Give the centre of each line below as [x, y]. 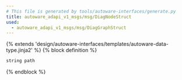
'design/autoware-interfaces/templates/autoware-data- [102, 44]
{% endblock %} [26, 72]
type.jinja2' [20, 50]
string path [20, 61]
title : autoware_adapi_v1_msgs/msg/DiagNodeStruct [69, 17]
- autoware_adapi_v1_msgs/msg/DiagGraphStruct [69, 28]
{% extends [20, 44]
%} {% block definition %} [66, 50]
